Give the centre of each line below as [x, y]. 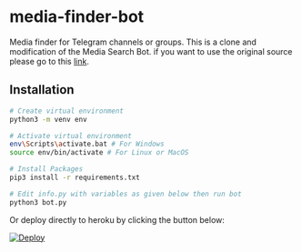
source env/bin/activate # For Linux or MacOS [99, 153]
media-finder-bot [77, 17]
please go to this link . [49, 61]
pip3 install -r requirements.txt [75, 177]
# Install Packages [46, 169]
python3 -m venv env [49, 119]
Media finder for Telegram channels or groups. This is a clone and [133, 42]
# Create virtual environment [67, 111]
